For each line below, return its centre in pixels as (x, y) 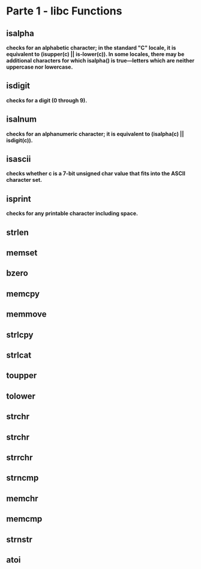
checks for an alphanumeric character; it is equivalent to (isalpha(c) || (95, 134)
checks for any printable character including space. (72, 213)
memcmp (24, 519)
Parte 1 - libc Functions (64, 11)
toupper (22, 375)
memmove (26, 314)
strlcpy (20, 334)
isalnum (22, 120)
